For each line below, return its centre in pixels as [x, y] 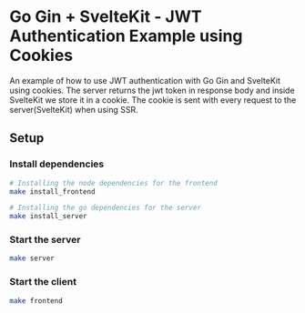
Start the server [45, 240]
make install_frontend [52, 192]
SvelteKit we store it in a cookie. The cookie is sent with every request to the [153, 100]
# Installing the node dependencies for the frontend [114, 183]
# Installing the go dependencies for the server [106, 208]
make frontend [36, 301]
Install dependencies [57, 164]
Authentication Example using [126, 36]
